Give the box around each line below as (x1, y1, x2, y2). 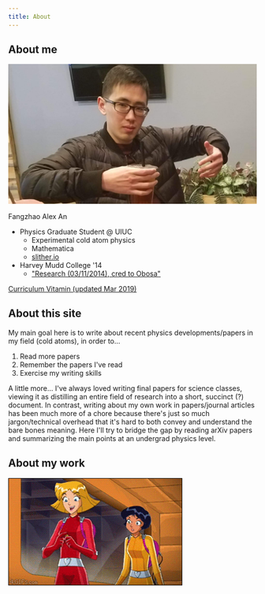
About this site (8, 307, 82, 321)
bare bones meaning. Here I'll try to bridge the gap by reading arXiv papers (8, 425, 252, 435)
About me (8, 43, 58, 57)
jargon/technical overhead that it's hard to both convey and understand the (8, 417, 252, 426)
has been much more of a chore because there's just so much (8, 408, 211, 418)
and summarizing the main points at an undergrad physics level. (8, 433, 216, 443)
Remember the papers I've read (19, 359, 123, 369)
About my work (8, 457, 85, 470)
